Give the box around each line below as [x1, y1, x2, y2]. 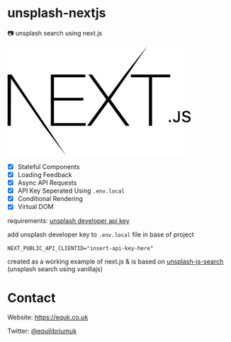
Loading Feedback [17, 171, 72, 178]
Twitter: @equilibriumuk [7, 327, 77, 336]
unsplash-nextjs [7, 5, 106, 21]
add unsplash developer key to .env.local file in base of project [7, 230, 195, 239]
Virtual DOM [17, 203, 54, 211]
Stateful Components [17, 162, 80, 171]
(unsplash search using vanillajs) [7, 265, 103, 273]
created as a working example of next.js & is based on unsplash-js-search [7, 257, 224, 266]
